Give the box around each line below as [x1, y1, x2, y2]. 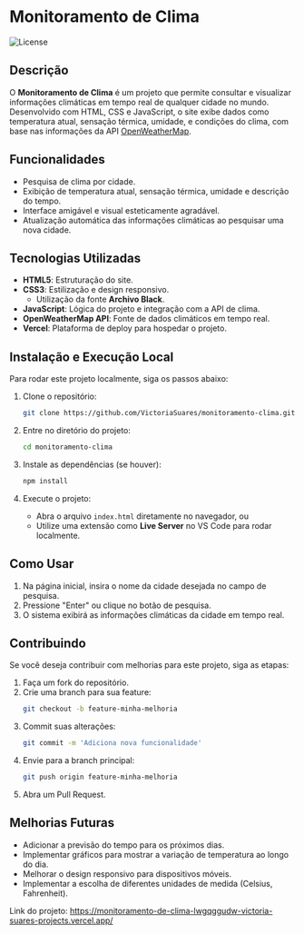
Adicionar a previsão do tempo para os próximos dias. [22, 839, 225, 850]
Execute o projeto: [22, 492, 92, 503]
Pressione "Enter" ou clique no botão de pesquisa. [22, 600, 211, 611]
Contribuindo [9, 636, 86, 652]
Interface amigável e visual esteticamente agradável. [22, 204, 221, 215]
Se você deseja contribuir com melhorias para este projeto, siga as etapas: [9, 660, 289, 671]
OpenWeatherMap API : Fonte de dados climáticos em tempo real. [22, 313, 270, 324]
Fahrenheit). [22, 888, 68, 899]
